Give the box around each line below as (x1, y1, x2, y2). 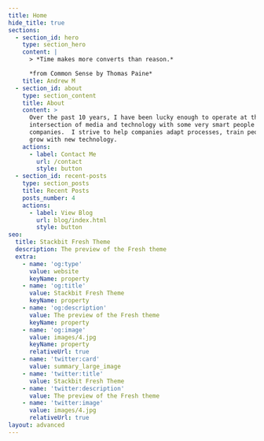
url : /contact (36, 157, 82, 165)
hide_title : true (8, 19, 65, 27)
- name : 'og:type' (22, 260, 82, 268)
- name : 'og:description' (22, 304, 108, 312)
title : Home (8, 11, 47, 20)
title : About (22, 99, 65, 107)
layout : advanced (8, 421, 65, 429)
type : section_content (22, 91, 97, 99)
